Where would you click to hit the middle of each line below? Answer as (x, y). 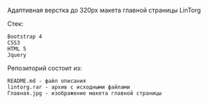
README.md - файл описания (47, 81)
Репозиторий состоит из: (45, 68)
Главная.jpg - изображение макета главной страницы (84, 93)
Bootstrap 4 (25, 37)
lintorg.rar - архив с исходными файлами (69, 87)
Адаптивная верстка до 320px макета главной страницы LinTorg (104, 10)
